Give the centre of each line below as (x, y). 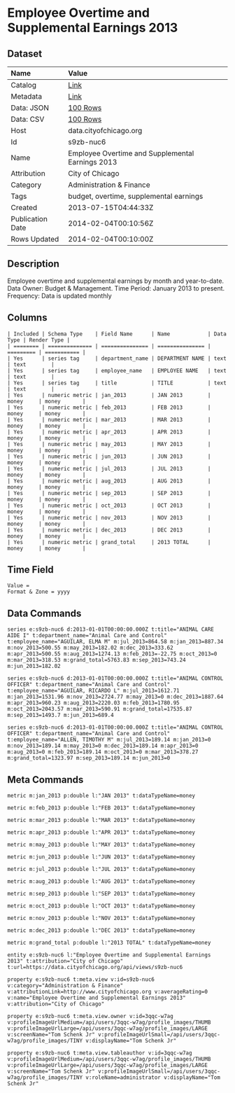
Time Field (30, 570)
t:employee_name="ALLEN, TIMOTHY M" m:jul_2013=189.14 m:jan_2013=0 (109, 740)
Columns (27, 318)
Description (33, 264)
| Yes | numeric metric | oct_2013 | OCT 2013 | (109, 506)
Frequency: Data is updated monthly (59, 295)
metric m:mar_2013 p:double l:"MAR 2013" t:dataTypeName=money (101, 821)
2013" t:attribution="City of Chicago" (65, 961)
